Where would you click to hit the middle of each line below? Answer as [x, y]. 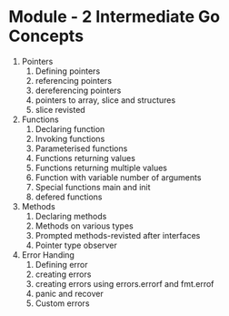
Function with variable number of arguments [118, 177]
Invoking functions [70, 138]
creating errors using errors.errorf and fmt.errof [124, 283]
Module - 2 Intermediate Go [114, 17]
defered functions [69, 197]
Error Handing [48, 255]
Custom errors [62, 303]
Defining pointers [68, 71]
